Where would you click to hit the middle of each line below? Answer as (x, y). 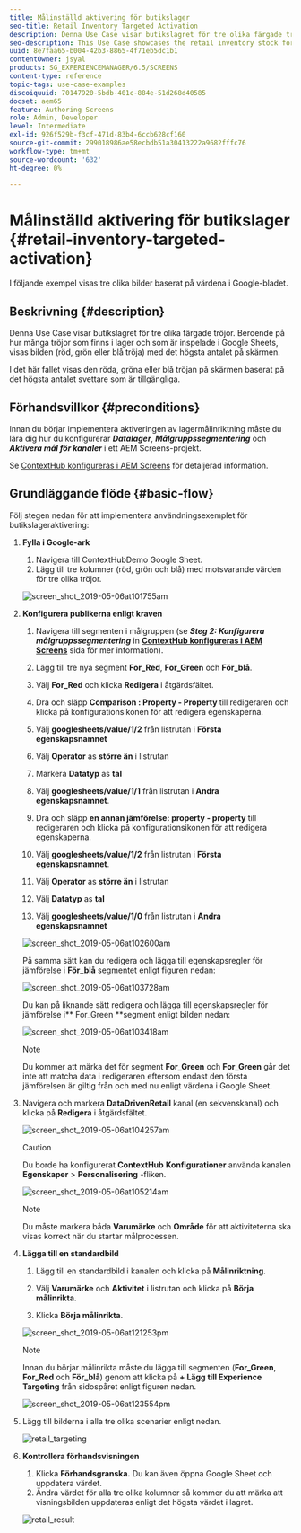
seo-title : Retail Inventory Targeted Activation (104, 26)
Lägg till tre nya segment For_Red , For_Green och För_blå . (144, 667)
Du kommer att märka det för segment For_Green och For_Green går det (156, 1066)
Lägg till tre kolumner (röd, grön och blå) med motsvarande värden (159, 569)
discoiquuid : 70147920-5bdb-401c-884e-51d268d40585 (107, 93)
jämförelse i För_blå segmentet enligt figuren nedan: (119, 970)
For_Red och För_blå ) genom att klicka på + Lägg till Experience (142, 1377)
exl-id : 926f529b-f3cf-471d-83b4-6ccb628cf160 (98, 135)
